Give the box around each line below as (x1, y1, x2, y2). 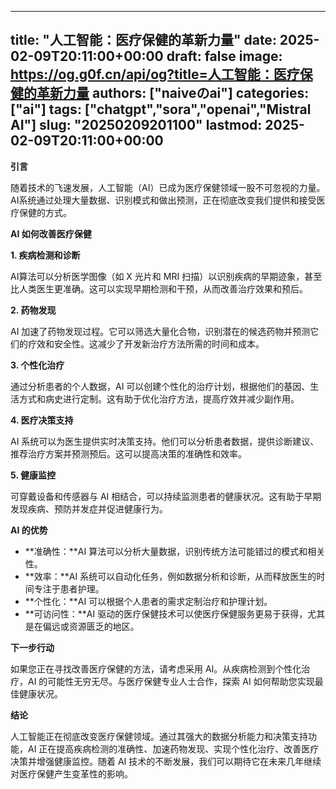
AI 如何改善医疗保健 (10, 227, 92, 240)
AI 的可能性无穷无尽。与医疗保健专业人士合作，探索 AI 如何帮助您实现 (27, 675, 315, 687)
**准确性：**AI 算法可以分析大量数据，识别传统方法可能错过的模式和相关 (24, 545, 326, 557)
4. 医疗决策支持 (10, 414, 74, 426)
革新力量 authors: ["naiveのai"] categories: (36, 85, 310, 102)
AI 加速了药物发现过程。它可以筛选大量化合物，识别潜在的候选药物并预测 (10, 325, 311, 337)
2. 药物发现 (10, 304, 57, 316)
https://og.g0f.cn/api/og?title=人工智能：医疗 (10, 66, 300, 83)
